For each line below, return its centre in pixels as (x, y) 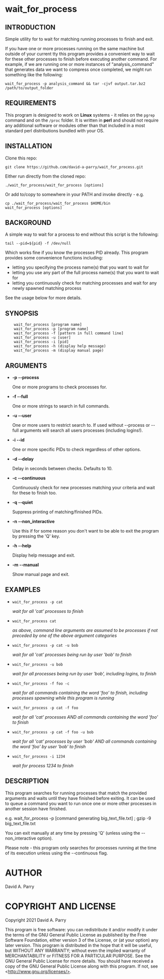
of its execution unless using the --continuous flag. (57, 853)
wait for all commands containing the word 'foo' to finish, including (80, 693)
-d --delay (23, 459)
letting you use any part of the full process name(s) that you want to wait (85, 273)
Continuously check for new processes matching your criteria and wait (83, 488)
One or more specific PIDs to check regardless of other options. (76, 449)
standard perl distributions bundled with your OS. (55, 130)
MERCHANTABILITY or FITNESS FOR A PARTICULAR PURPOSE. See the (78, 955)
